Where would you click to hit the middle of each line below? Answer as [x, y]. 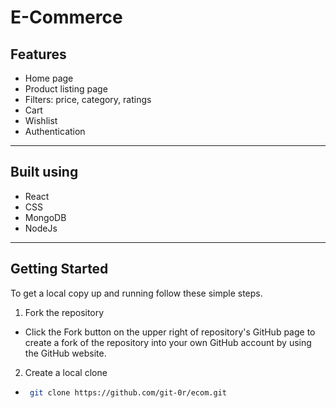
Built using [44, 172]
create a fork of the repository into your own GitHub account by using [168, 342]
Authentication [55, 131]
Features [38, 54]
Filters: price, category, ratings [88, 99]
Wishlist [41, 120]
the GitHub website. [65, 353]
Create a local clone [66, 372]
